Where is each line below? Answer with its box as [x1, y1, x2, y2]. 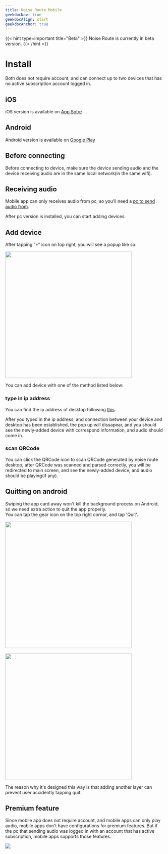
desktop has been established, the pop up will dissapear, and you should [5, 421, 157, 428]
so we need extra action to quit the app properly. [5, 506, 107, 512]
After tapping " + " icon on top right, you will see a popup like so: [5, 241, 137, 248]
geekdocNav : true [5, 12, 42, 17]
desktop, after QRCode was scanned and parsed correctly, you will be [5, 461, 151, 468]
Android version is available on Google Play [5, 137, 95, 143]
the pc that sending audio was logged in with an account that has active [5, 828, 155, 834]
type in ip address [5, 395, 50, 402]
